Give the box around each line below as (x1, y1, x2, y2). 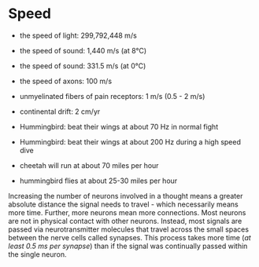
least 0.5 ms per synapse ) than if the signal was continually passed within (8, 241, 248, 251)
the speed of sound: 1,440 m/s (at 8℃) (19, 46, 147, 55)
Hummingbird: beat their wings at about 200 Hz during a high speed (19, 137, 242, 146)
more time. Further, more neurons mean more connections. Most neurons (8, 207, 246, 217)
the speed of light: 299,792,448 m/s (19, 31, 138, 40)
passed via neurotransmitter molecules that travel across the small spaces (8, 225, 250, 234)
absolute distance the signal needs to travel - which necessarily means (8, 199, 239, 209)
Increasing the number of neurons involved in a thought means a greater (8, 191, 243, 200)
